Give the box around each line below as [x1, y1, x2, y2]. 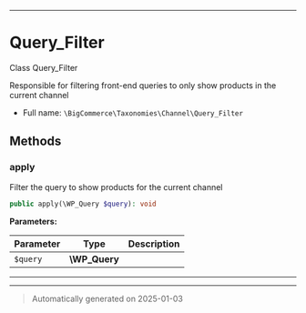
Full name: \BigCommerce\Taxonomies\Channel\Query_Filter [22, 106, 244, 118]
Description [127, 237, 180, 250]
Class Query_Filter [9, 62, 78, 73]
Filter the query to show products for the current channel [9, 181, 223, 192]
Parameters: [9, 216, 57, 227]
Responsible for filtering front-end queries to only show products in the [9, 79, 277, 91]
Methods [9, 134, 62, 149]
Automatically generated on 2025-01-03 [31, 293, 184, 304]
